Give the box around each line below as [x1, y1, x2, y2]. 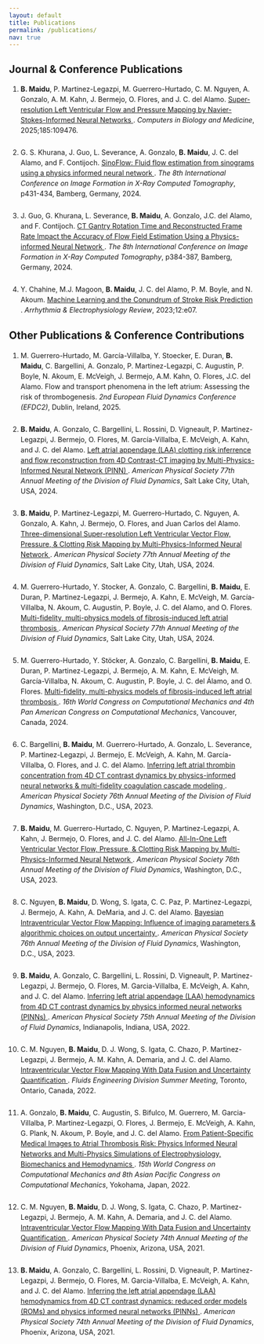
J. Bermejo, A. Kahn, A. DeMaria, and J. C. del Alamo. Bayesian [20, 907, 224, 917]
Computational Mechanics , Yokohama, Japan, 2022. [20, 1180, 190, 1189]
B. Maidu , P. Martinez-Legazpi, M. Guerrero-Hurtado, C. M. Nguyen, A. [20, 84, 250, 94]
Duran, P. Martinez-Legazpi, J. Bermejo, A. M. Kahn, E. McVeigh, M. [20, 665, 240, 676]
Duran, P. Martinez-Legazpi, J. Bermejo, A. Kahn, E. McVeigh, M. [20, 592, 230, 602]
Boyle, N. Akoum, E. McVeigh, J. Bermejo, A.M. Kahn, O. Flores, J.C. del [20, 371, 251, 381]
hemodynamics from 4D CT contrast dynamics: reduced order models [20, 1296, 248, 1306]
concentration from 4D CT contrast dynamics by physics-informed [20, 771, 236, 780]
